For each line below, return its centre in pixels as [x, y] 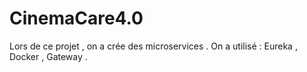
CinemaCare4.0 [76, 18]
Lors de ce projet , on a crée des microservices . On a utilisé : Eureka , [153, 46]
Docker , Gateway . [48, 56]
